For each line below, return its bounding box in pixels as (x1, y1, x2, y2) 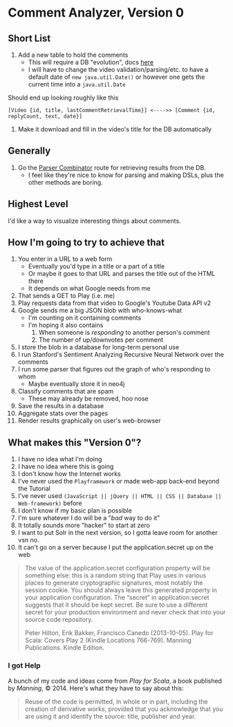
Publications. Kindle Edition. (24, 643, 104, 652)
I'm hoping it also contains (28, 321, 104, 329)
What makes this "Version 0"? (8, 436, 142, 448)
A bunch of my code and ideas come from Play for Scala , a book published (8, 677, 222, 685)
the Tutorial (17, 484, 50, 493)
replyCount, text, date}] (8, 113, 82, 120)
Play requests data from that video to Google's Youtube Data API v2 (17, 299, 212, 307)
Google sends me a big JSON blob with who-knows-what (17, 306, 183, 315)
